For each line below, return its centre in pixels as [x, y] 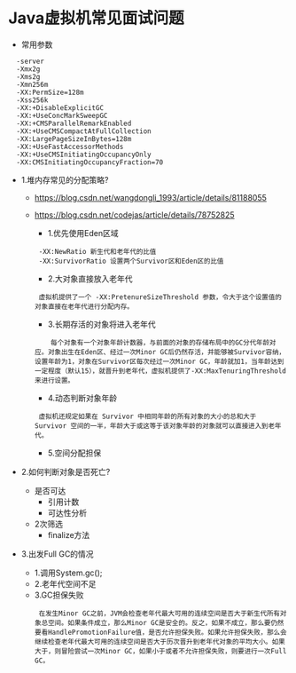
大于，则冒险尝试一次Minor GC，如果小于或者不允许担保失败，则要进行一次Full [160, 651]
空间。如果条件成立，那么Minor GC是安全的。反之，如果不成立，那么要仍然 [166, 622]
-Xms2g [28, 76]
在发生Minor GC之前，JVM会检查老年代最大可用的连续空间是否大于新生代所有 [160, 614]
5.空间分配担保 [74, 453]
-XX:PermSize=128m [51, 92]
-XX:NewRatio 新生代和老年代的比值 [97, 251]
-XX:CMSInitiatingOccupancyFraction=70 [90, 162]
